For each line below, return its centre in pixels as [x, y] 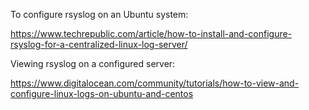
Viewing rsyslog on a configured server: [93, 63]
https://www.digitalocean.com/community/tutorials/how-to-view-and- [155, 83]
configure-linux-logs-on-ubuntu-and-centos [102, 93]
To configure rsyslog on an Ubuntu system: [99, 14]
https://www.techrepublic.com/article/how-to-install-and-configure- [151, 33]
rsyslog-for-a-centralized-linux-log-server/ [99, 44]
